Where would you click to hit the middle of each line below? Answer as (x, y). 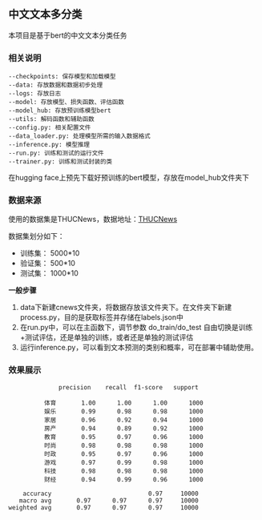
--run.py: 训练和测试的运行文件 (56, 153)
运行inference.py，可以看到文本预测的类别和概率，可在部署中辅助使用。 (139, 348)
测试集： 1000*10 (49, 273)
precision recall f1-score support (129, 387)
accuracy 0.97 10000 (111, 494)
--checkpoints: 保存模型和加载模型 (62, 77)
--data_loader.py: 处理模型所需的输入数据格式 (79, 136)
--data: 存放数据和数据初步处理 (56, 85)
